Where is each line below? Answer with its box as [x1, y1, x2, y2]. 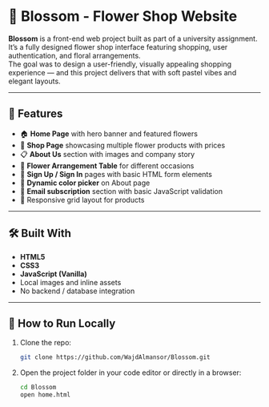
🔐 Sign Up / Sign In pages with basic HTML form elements [19, 169, 212, 179]
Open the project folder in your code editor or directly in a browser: [19, 368, 242, 377]
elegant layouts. [8, 76, 62, 86]
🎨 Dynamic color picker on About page [19, 178, 151, 187]
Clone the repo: [19, 338, 72, 348]
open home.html [19, 391, 71, 399]
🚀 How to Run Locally [8, 316, 116, 330]
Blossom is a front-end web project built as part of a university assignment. [8, 34, 258, 43]
